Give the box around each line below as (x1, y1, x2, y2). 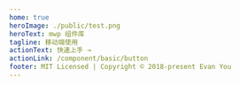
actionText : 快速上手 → (9, 46, 91, 55)
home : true (9, 12, 50, 22)
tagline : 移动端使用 (9, 37, 78, 47)
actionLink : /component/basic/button (9, 54, 149, 63)
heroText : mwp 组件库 (9, 29, 85, 38)
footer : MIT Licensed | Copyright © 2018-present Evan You (9, 63, 232, 72)
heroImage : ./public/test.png (9, 21, 121, 30)
